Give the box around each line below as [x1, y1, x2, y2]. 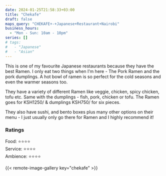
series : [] [5, 35, 28, 40]
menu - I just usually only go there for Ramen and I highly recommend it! [5, 114, 154, 120]
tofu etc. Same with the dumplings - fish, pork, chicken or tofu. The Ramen [5, 93, 159, 100]
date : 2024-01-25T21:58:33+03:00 [5, 7, 75, 12]
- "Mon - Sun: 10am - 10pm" [9, 30, 68, 35]
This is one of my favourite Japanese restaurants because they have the [5, 63, 154, 69]
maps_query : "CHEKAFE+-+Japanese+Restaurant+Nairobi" [5, 21, 120, 26]
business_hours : [5, 26, 39, 31]
